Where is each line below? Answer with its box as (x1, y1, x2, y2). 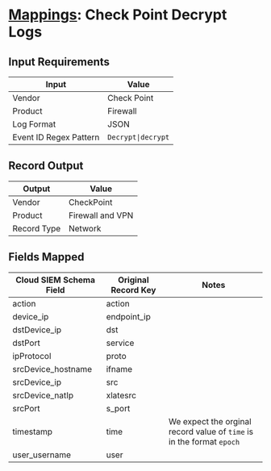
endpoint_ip (106, 311, 151, 322)
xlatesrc (106, 390, 137, 401)
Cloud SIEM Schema (15, 274, 95, 286)
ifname (106, 363, 133, 374)
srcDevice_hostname (12, 363, 93, 374)
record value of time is (168, 426, 254, 437)
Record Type (12, 223, 61, 234)
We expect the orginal (168, 415, 252, 427)
